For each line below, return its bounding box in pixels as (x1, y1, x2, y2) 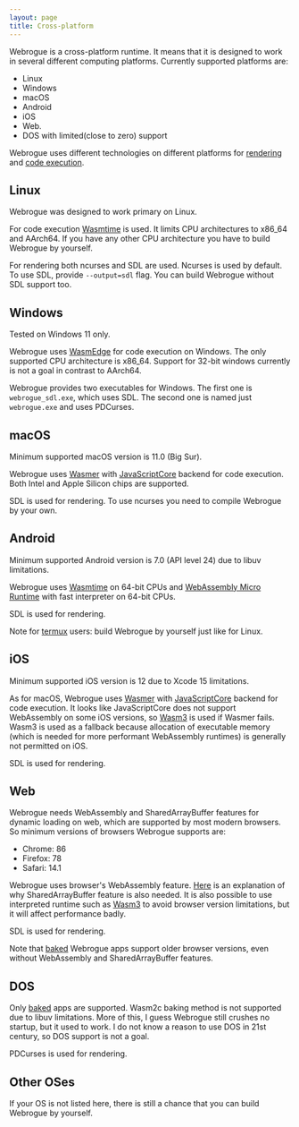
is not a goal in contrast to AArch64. (9, 365, 142, 376)
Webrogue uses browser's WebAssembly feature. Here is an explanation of (9, 880, 286, 891)
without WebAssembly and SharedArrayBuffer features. (9, 952, 214, 963)
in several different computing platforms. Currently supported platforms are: (9, 55, 288, 66)
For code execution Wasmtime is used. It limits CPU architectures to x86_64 (9, 224, 287, 235)
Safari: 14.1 (21, 863, 62, 874)
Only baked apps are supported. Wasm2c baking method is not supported (9, 1003, 282, 1013)
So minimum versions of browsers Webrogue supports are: (9, 826, 226, 837)
